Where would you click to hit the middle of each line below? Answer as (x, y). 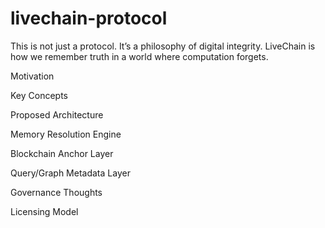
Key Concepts (39, 95)
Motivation (32, 76)
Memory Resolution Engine (66, 134)
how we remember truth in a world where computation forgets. (139, 56)
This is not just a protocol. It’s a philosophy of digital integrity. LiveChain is (163, 46)
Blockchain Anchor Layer (62, 153)
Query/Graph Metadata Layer (70, 173)
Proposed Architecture (57, 114)
